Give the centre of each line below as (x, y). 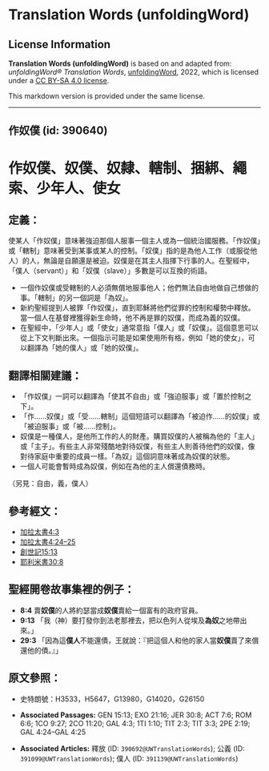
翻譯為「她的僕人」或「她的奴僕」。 (85, 348)
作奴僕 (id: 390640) (58, 131)
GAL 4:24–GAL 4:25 (53, 732)
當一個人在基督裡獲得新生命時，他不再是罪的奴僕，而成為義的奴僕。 (132, 318)
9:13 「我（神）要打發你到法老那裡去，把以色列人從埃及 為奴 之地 (126, 620)
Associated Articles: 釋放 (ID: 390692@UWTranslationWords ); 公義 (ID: (132, 748)
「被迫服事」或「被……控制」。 (70, 427)
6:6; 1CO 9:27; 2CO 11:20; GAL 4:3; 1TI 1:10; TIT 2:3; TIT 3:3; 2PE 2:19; (135, 723)
